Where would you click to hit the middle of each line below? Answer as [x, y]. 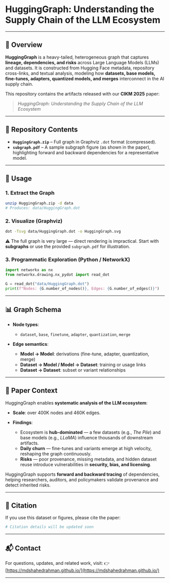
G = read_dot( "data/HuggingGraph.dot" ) [47, 284]
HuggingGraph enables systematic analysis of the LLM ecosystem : [76, 402]
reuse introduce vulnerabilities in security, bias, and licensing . [86, 464]
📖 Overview [24, 45]
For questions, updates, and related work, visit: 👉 [57, 563]
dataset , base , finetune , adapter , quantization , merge [75, 334]
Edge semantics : [31, 344]
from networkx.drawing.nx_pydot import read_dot [57, 275]
